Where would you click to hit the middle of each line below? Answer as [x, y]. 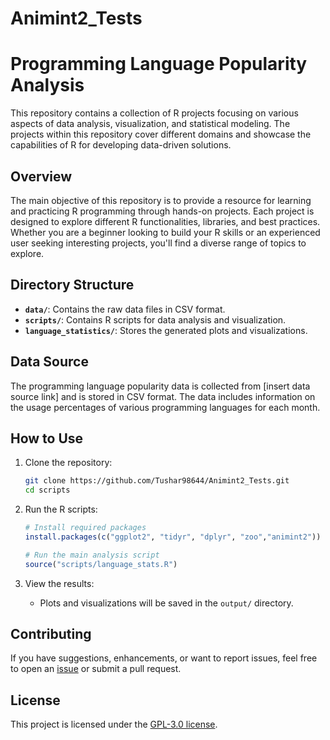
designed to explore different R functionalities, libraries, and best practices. [165, 221]
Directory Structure [72, 285]
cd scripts [47, 490]
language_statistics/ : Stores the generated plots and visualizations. [166, 330]
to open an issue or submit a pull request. [96, 669]
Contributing [51, 634]
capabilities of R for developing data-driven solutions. [121, 145]
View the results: [59, 583]
